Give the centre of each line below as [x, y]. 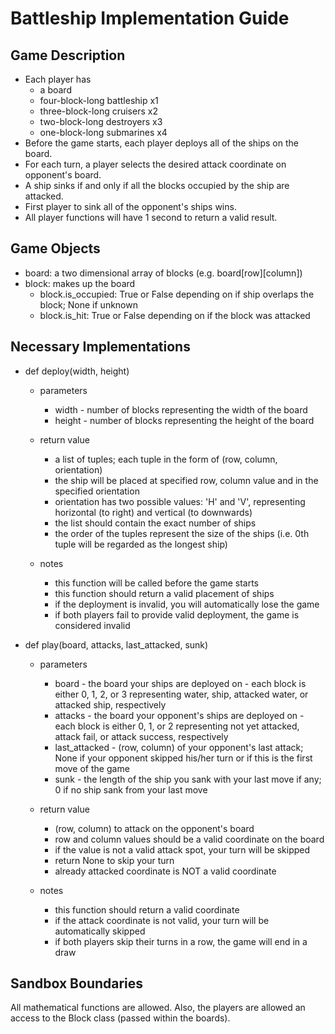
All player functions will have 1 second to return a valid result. [151, 217]
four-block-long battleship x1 [99, 100]
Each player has [58, 79]
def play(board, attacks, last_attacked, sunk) [116, 644]
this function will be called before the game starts [156, 583]
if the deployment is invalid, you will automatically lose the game [187, 604]
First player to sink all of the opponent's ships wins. [130, 206]
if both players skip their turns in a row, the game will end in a [181, 941]
